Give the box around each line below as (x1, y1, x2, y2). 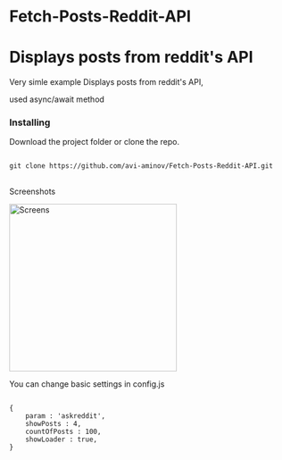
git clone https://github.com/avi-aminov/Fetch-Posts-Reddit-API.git (9, 162, 274, 171)
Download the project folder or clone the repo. (9, 137, 180, 147)
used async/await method (9, 94, 105, 105)
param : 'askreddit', (25, 412, 105, 421)
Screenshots (9, 186, 56, 197)
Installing (9, 116, 51, 129)
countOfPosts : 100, (25, 427, 102, 437)
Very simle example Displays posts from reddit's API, (9, 77, 203, 88)
